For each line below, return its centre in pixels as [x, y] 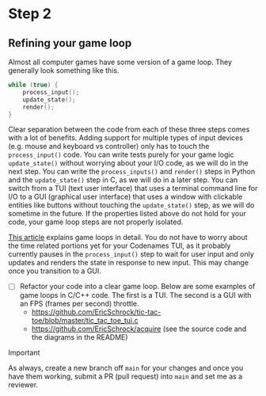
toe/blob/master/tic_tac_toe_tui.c [85, 321]
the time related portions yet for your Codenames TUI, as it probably [120, 246]
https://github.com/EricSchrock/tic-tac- [96, 312]
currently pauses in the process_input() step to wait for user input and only [131, 254]
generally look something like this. [64, 70]
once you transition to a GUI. [55, 271]
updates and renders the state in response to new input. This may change [129, 263]
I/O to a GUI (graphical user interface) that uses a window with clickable [125, 197]
